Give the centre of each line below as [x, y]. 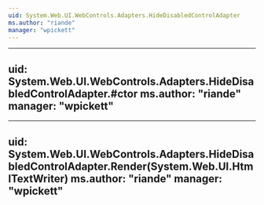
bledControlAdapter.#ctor [73, 94]
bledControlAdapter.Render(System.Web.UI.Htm [131, 166]
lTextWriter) [38, 179]
